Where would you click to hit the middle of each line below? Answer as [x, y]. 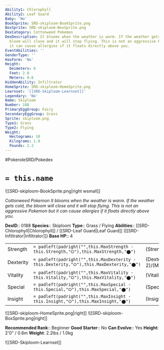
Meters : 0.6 [22, 78]
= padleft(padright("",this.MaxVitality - [83, 272]
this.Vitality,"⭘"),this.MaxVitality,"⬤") [85, 277]
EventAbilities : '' [25, 50]
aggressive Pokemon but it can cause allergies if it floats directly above [77, 211]
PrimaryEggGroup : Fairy [29, 110]
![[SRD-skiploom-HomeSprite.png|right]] [46, 313]
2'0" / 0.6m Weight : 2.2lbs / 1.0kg [39, 333]
